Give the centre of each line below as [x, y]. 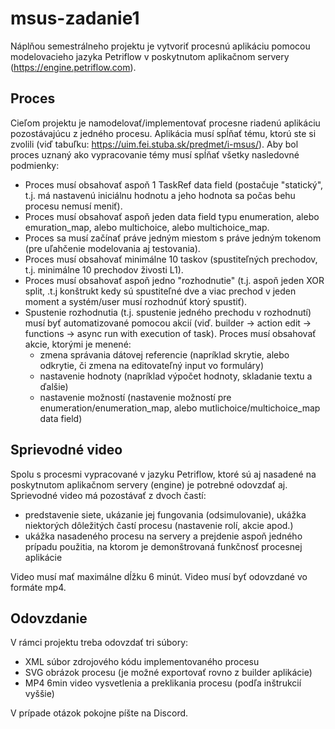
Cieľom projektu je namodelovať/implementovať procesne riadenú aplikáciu [165, 123]
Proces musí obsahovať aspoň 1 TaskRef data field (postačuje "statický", [174, 184]
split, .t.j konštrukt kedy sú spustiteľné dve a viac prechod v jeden [160, 291]
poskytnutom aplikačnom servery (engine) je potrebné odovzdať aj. [149, 484]
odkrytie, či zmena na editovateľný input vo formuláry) [151, 365]
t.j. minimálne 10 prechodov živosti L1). [104, 269]
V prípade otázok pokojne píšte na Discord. [99, 713]
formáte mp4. [38, 587]
